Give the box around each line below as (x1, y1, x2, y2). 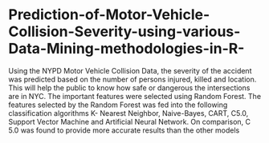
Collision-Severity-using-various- (8, 22, 241, 41)
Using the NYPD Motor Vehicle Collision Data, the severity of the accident (8, 66, 252, 75)
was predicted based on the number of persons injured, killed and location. (8, 74, 257, 84)
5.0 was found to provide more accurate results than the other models (8, 125, 240, 135)
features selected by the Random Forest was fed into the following (8, 100, 228, 109)
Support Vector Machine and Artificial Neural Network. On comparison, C (8, 117, 251, 126)
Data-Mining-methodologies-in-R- (8, 40, 245, 58)
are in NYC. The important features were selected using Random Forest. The (8, 91, 262, 101)
